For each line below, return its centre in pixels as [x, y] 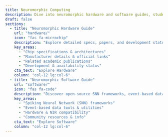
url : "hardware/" [32, 33]
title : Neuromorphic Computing [38, 10]
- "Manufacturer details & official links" [64, 56]
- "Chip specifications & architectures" [62, 52]
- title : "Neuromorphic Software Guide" [52, 80]
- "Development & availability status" [60, 66]
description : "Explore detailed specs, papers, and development [82, 43]
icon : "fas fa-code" [35, 89]
